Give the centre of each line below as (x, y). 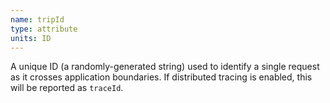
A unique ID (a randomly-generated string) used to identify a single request (165, 67)
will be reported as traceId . (67, 88)
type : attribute (44, 29)
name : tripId (37, 19)
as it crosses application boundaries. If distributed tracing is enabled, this (161, 77)
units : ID (31, 38)
